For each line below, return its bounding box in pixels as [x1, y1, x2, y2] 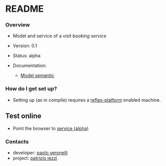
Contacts [5, 138, 29, 145]
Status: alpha [12, 53, 41, 59]
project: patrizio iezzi [12, 155, 57, 161]
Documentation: [12, 62, 47, 69]
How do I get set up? [5, 85, 57, 92]
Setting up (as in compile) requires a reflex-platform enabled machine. [12, 97, 161, 103]
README [5, 3, 44, 15]
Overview [5, 21, 30, 29]
